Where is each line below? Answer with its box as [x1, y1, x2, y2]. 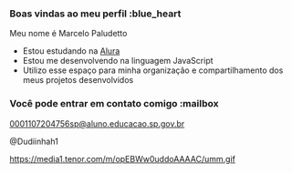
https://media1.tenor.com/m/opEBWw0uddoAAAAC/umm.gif [9, 153, 235, 164]
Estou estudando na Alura [22, 46, 120, 56]
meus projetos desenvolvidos [22, 75, 134, 86]
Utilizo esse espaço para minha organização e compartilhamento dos [22, 65, 284, 76]
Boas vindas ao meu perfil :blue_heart [9, 7, 182, 20]
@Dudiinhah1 [9, 136, 59, 147]
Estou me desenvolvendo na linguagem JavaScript [22, 56, 214, 66]
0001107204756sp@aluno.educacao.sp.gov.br [9, 117, 185, 129]
